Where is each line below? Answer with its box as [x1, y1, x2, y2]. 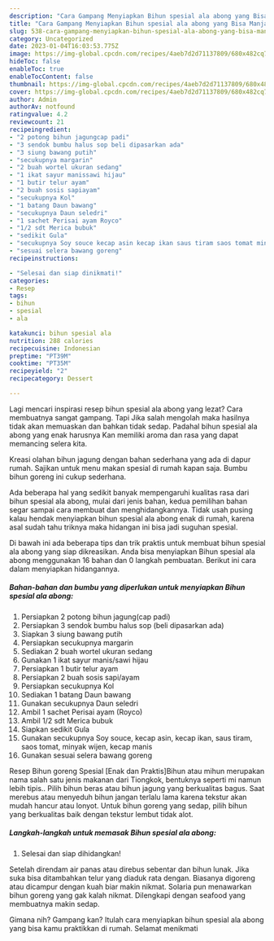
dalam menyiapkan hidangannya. [9, 564, 120, 574]
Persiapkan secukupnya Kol [20, 681, 115, 691]
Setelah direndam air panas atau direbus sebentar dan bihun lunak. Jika [9, 864, 250, 874]
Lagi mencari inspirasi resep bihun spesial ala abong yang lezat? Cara [9, 404, 243, 414]
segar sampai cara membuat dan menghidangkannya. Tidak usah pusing [9, 504, 253, 514]
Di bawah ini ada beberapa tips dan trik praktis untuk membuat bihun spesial [9, 538, 266, 547]
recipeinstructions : [9, 254, 80, 262]
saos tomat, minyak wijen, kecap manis [20, 741, 153, 751]
